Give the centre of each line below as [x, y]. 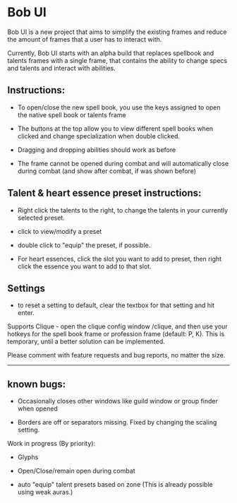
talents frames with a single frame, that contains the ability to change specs [117, 60]
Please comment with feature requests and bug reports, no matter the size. [116, 355]
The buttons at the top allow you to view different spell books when [115, 129]
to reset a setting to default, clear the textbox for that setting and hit [116, 305]
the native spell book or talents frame [72, 114]
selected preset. [41, 218]
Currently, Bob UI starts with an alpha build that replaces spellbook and [111, 53]
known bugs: [37, 384]
